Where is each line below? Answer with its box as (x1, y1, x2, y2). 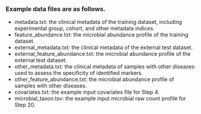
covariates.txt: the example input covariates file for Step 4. (14, 89, 160, 96)
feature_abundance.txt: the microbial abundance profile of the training (14, 31, 189, 38)
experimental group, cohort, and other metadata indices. (14, 25, 155, 32)
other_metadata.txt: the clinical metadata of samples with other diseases (14, 63, 195, 70)
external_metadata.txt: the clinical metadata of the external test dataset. (14, 44, 193, 51)
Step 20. (14, 101, 36, 109)
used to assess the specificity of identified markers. (14, 70, 143, 77)
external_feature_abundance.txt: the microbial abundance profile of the (14, 50, 191, 58)
